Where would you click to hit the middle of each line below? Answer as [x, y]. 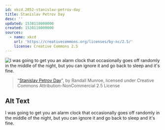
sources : [14, 32]
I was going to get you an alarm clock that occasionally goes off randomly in [82, 113]
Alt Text [17, 101]
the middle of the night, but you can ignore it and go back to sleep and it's [80, 118]
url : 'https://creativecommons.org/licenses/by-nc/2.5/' [74, 42]
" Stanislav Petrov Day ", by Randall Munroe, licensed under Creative [85, 80]
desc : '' [14, 19]
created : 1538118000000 [30, 28]
